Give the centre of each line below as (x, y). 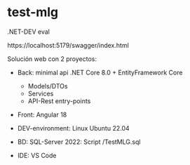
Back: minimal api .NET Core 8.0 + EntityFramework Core (100, 72)
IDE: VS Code (37, 155)
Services (41, 93)
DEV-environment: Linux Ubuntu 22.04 (73, 128)
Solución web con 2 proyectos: (52, 59)
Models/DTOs (48, 86)
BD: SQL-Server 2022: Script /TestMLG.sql (79, 142)
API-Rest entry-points (59, 101)
